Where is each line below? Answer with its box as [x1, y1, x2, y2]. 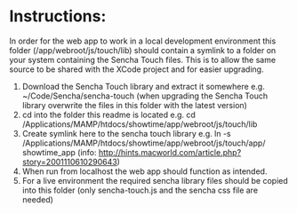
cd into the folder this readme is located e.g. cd [21, 109, 196, 120]
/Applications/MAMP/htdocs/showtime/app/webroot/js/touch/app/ [21, 138, 266, 148]
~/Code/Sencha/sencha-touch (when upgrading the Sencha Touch [21, 91, 269, 101]
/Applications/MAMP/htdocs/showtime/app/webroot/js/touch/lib [21, 118, 258, 130]
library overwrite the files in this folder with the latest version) [21, 99, 247, 110]
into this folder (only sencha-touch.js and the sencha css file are [21, 185, 259, 195]
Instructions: [9, 6, 107, 27]
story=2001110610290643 [21, 156, 117, 167]
